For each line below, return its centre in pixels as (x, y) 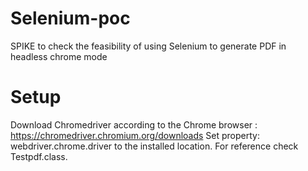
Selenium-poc (70, 18)
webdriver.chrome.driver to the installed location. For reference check (154, 146)
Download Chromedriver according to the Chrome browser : (134, 124)
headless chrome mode (59, 56)
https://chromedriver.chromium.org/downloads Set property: (135, 135)
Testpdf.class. (39, 156)
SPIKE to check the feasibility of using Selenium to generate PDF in (148, 46)
